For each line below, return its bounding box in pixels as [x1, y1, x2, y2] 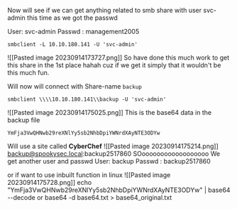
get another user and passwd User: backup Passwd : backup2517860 [7, 157, 211, 165]
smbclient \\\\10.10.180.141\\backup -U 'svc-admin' [7, 96, 167, 103]
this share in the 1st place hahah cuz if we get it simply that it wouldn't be [7, 61, 221, 69]
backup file [7, 116, 40, 124]
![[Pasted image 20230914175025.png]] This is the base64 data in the [7, 108, 211, 116]
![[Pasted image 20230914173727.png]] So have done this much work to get [7, 53, 229, 62]
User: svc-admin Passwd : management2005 [7, 28, 140, 35]
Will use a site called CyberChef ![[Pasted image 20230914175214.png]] [7, 142, 219, 150]
